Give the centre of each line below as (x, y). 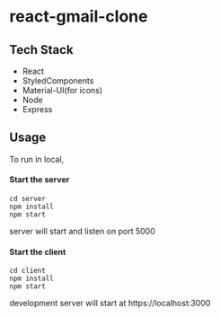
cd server (28, 199)
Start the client (38, 251)
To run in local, (37, 159)
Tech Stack (41, 50)
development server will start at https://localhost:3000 (110, 304)
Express (37, 109)
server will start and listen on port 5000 (82, 232)
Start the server (40, 180)
